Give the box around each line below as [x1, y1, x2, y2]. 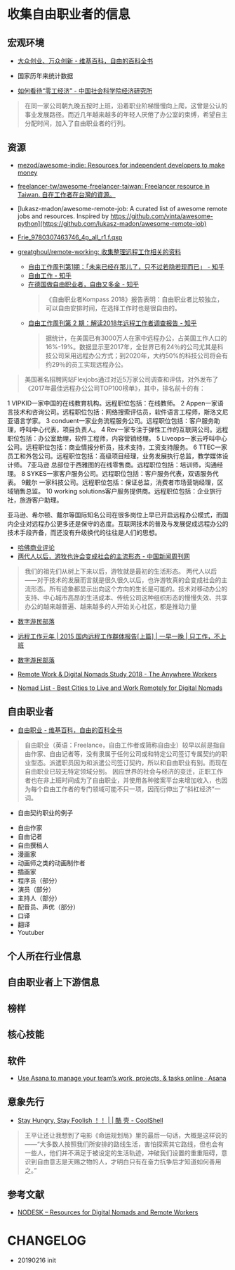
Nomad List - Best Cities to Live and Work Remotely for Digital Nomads [17, 684, 223, 692]
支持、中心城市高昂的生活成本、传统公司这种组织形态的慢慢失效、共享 [24, 593, 228, 602]
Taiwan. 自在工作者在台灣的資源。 [17, 190, 116, 199]
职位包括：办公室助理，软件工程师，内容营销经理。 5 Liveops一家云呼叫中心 [7, 434, 228, 442]
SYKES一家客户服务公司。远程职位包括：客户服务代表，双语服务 [27, 469, 213, 477]
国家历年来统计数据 [17, 72, 74, 80]
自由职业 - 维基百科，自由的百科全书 [17, 726, 123, 734]
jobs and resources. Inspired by [17, 212, 109, 220]
